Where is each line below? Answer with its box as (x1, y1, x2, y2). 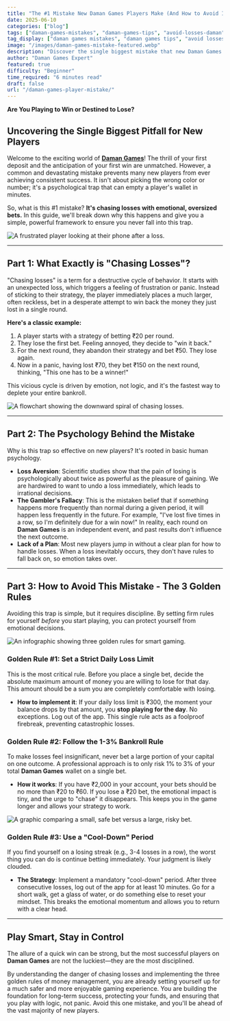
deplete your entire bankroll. (7, 389, 87, 397)
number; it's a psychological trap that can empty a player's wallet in (7, 183, 199, 191)
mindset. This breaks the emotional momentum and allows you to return (16, 898, 220, 906)
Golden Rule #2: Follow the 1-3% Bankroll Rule (7, 737, 164, 746)
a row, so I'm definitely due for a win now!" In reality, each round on (16, 518, 207, 526)
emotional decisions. (7, 624, 66, 632)
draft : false (7, 80, 44, 87)
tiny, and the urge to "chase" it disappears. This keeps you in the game (16, 794, 218, 802)
